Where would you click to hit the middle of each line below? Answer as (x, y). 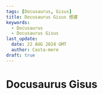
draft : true (20, 55)
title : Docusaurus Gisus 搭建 (42, 17)
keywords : (18, 22)
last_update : (22, 39)
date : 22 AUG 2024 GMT (39, 45)
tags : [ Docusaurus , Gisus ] (39, 11)
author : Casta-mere (35, 50)
